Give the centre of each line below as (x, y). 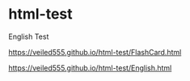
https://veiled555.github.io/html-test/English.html (90, 68)
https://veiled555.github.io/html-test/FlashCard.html (95, 52)
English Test (29, 36)
